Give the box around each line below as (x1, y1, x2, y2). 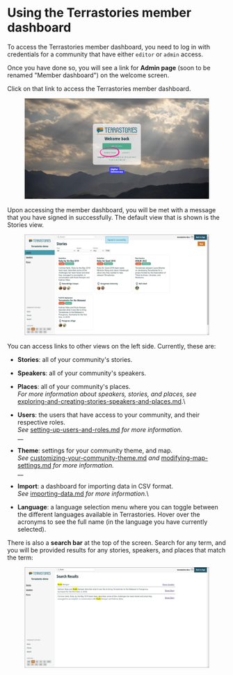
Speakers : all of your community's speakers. (17, 369, 147, 377)
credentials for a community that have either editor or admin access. (7, 50, 204, 58)
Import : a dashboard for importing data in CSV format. (17, 482, 174, 491)
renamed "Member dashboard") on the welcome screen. (7, 71, 170, 79)
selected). (17, 525, 47, 534)
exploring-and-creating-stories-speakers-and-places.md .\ (17, 397, 186, 406)
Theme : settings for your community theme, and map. (17, 447, 172, 455)
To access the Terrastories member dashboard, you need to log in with (7, 42, 211, 51)
